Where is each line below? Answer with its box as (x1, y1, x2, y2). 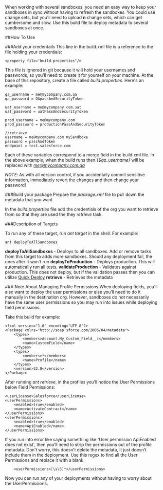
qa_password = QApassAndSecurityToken (5, 96, 84, 101)
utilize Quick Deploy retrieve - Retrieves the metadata (5, 275, 113, 280)
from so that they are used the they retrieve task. (5, 212, 103, 217)
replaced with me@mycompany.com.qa (5, 162, 85, 168)
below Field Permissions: (5, 384, 55, 390)
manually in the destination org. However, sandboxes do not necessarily (5, 294, 149, 300)
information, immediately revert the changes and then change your (5, 177, 139, 183)
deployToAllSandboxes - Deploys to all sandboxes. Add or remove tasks (5, 249, 151, 254)
